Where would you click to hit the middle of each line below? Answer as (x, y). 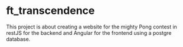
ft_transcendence (50, 11)
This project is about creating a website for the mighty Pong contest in (91, 27)
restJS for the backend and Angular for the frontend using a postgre (89, 32)
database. (18, 39)
